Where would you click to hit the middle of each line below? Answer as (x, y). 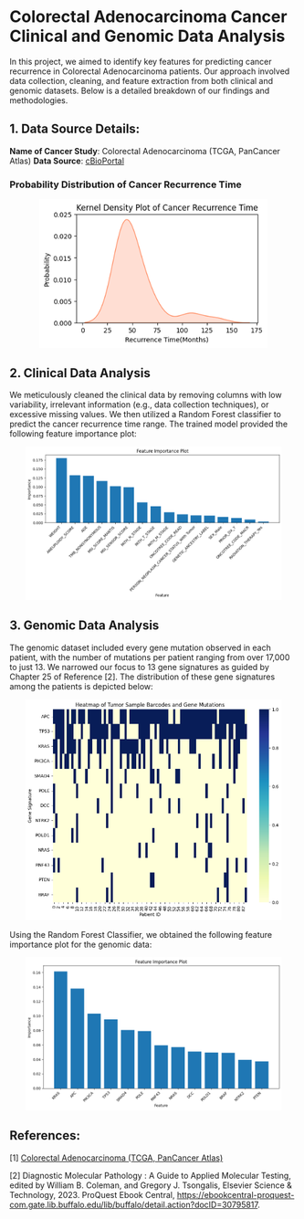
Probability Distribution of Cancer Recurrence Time (126, 184)
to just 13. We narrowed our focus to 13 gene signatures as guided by (139, 667)
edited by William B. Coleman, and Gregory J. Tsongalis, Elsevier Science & (151, 1185)
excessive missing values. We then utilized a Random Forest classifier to (145, 415)
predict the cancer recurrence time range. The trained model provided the (149, 424)
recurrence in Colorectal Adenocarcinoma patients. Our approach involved (150, 71)
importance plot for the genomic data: (81, 944)
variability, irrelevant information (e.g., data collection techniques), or (139, 405)
